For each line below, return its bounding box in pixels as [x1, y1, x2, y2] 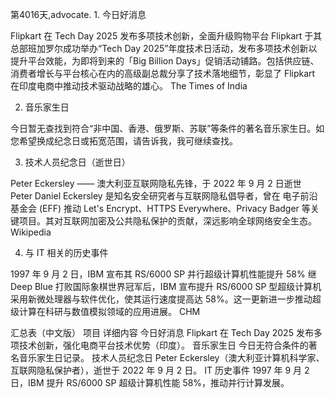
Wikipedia [10, 226, 52, 238]
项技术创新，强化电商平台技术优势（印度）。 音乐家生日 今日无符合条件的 [10, 339, 309, 351]
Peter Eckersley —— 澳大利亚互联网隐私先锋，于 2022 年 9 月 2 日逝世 [10, 178, 302, 189]
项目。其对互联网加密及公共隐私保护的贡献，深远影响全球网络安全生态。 [18, 215, 317, 227]
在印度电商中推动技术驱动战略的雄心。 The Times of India [10, 80, 248, 92]
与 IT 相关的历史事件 [24, 247, 109, 258]
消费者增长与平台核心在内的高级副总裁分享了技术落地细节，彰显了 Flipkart [10, 68, 316, 79]
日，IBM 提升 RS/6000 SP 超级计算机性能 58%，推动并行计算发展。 [10, 377, 290, 388]
